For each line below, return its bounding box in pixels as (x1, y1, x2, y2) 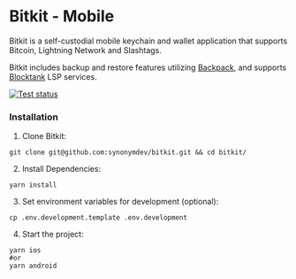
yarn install (9, 181, 57, 190)
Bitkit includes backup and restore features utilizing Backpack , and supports (9, 62, 287, 73)
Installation (9, 111, 59, 123)
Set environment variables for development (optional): (21, 197, 219, 207)
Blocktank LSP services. (9, 71, 97, 81)
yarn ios (9, 246, 42, 255)
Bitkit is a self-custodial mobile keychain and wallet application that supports (9, 35, 288, 46)
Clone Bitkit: (21, 131, 66, 142)
